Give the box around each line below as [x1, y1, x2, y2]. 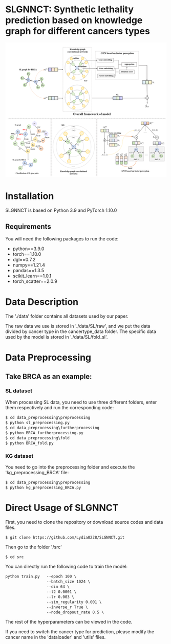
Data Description [5, 296, 79, 308]
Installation [5, 190, 54, 202]
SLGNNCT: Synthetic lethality [5, 4, 134, 15]
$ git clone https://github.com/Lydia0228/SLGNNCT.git [5, 535, 125, 540]
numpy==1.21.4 [12, 262, 45, 268]
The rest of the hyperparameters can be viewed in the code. [5, 619, 133, 625]
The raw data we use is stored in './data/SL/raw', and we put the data [5, 323, 151, 329]
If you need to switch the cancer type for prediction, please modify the [5, 629, 155, 635]
